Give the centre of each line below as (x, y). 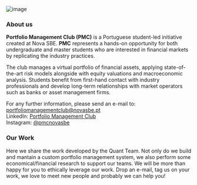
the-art (15, 74)
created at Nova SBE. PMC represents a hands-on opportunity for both (92, 44)
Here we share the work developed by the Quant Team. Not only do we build (99, 151)
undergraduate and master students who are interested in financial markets (97, 49)
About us (19, 24)
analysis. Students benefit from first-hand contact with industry (83, 80)
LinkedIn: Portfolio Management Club (51, 116)
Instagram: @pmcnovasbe (38, 123)
